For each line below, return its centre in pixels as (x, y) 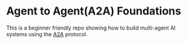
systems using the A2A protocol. (47, 34)
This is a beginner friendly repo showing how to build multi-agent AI (91, 28)
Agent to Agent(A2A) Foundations (94, 11)
